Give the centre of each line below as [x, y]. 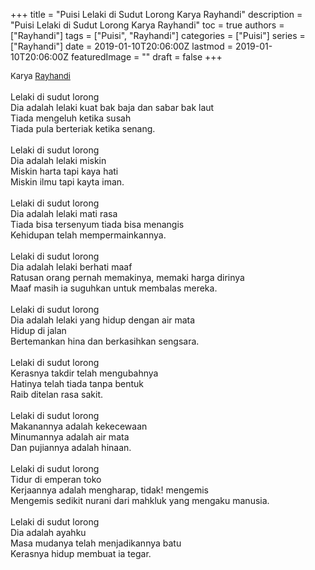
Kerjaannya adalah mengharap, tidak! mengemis [109, 490]
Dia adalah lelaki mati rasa [64, 213]
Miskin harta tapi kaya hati [64, 171]
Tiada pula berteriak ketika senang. [83, 128]
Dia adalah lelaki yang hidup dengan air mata [103, 320]
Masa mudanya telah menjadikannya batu [96, 543]
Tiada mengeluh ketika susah [71, 118]
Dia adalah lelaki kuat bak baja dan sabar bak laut [112, 107]
